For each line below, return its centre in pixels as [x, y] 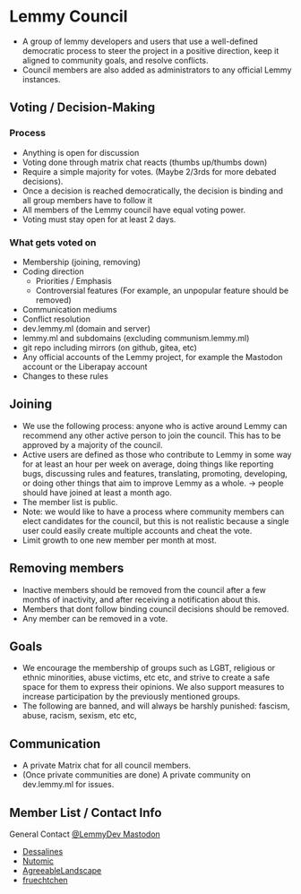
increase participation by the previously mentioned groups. [131, 697]
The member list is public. [70, 502]
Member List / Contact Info [86, 812]
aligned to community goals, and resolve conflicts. [115, 60]
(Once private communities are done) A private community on [136, 775]
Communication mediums [69, 309]
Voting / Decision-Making [82, 108]
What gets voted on [53, 242]
